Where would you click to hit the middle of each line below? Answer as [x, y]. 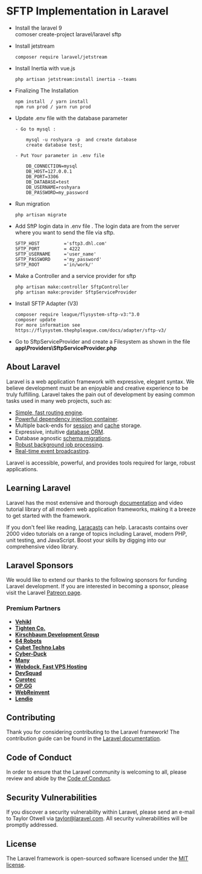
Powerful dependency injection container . [67, 419]
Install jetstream [35, 46]
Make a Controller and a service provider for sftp [76, 275]
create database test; [55, 145]
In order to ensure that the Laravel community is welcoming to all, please [96, 772]
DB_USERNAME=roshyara [53, 187]
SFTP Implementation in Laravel [87, 11]
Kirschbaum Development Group [57, 634]
